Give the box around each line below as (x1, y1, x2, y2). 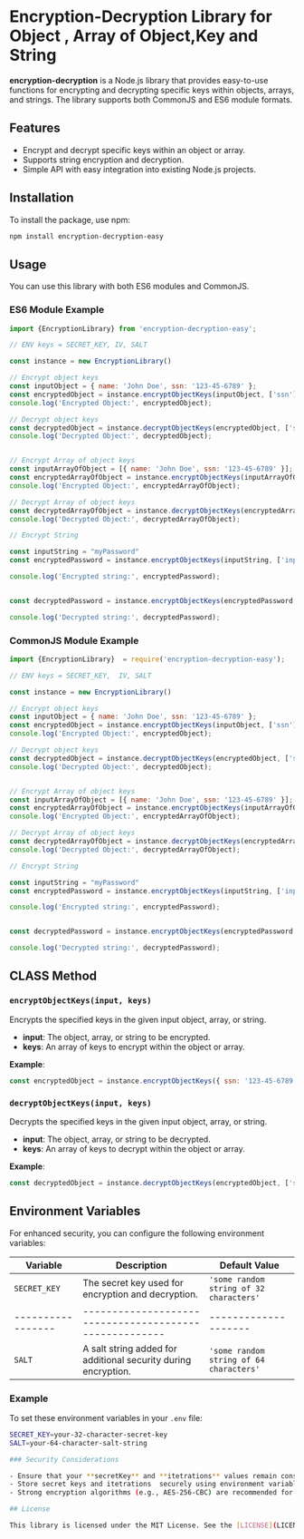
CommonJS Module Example (9, 634, 139, 647)
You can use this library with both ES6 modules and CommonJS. (9, 281, 250, 292)
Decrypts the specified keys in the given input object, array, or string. (9, 1115, 268, 1126)
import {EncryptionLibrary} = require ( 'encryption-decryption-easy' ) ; (9, 655, 285, 664)
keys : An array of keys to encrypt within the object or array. (22, 1041, 245, 1052)
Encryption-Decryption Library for (9, 6, 273, 27)
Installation (9, 190, 74, 206)
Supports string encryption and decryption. (22, 154, 185, 165)
